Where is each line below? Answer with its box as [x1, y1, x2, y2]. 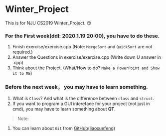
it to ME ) [12, 70, 32, 76]
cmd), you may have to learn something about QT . [12, 106, 116, 112]
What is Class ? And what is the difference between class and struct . [12, 95, 155, 101]
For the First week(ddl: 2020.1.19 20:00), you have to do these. [5, 32, 160, 39]
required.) [12, 49, 33, 55]
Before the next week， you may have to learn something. [5, 84, 148, 91]
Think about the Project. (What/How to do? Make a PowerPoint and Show [12, 65, 160, 71]
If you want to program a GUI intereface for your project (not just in [12, 101, 150, 107]
